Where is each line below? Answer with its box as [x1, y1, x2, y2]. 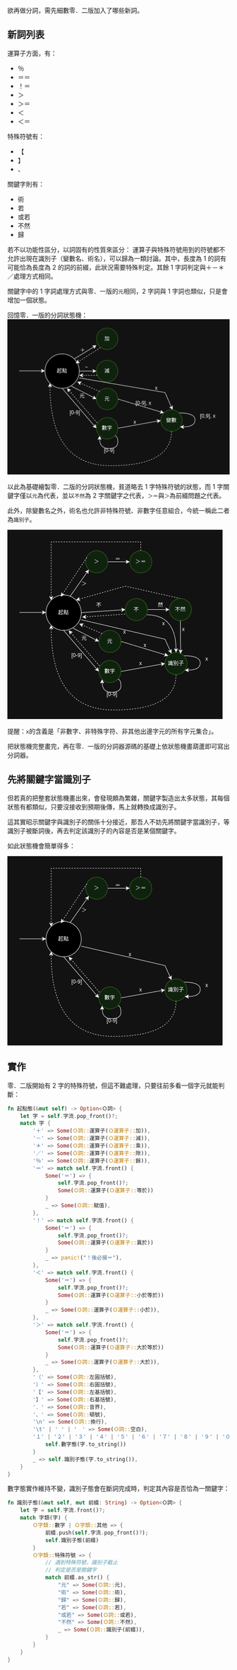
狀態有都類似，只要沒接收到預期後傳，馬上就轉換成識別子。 [7, 802, 181, 811]
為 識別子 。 [7, 515, 36, 524]
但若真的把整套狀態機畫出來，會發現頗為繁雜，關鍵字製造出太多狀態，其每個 [7, 793, 230, 802]
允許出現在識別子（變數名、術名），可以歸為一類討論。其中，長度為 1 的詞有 [7, 254, 227, 263]
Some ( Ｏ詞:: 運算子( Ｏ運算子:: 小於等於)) [57, 1291, 164, 1298]
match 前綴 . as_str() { [44, 1574, 110, 1582]
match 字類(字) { [20, 1514, 68, 1521]
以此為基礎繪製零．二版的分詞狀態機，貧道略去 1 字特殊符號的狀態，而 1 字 [7, 483, 224, 491]
